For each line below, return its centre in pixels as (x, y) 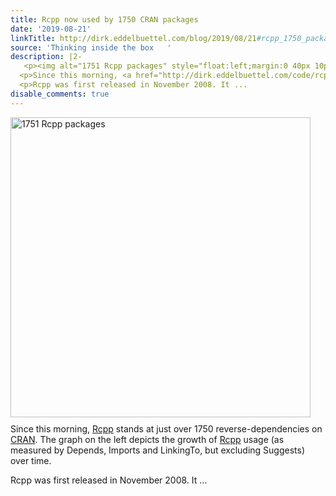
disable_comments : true (60, 94)
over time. (31, 460)
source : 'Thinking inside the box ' (91, 47)
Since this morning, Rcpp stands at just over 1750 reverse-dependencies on (166, 428)
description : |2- (46, 57)
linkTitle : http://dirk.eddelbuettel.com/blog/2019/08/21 (133, 38)
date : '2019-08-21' (51, 29)
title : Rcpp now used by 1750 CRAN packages (104, 19)
